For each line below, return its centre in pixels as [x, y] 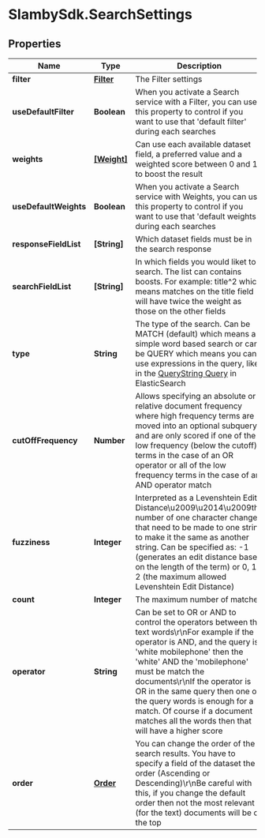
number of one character [181, 517]
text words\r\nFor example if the [194, 632]
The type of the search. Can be [193, 324]
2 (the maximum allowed [181, 577]
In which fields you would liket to [196, 262]
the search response [173, 249]
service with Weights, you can [191, 197]
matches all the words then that [194, 721]
